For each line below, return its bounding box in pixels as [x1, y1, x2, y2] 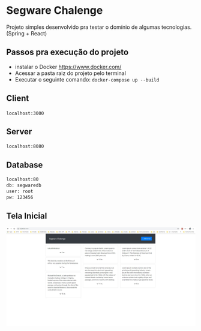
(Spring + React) [6, 29, 47, 37]
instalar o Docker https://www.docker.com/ [14, 63, 122, 70]
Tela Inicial [6, 210, 47, 221]
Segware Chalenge [6, 4, 103, 17]
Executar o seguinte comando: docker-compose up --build [14, 76, 160, 83]
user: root [6, 188, 34, 195]
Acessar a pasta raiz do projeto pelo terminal [14, 70, 126, 77]
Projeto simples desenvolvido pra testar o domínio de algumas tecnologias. [6, 23, 192, 31]
